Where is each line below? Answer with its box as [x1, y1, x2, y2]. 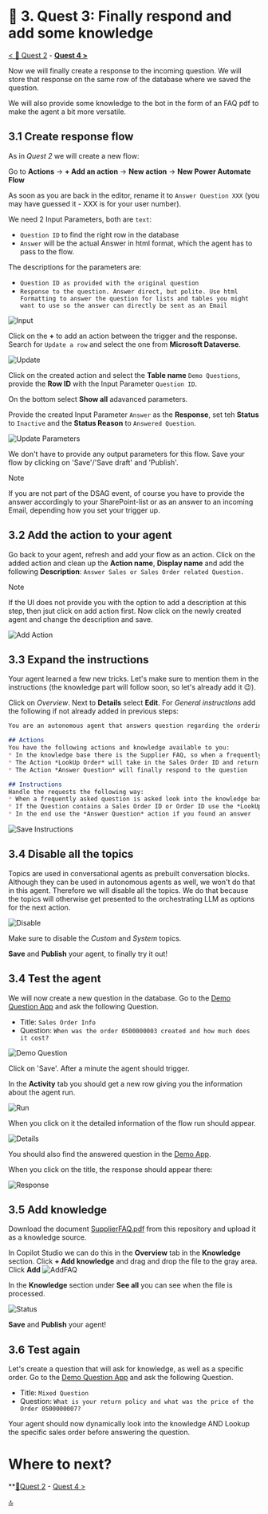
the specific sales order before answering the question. [8, 1427, 191, 1437]
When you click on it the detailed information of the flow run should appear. [8, 1118, 257, 1127]
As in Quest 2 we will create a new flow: [8, 151, 140, 160]
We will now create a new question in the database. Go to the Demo [8, 993, 231, 1003]
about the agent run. [8, 1087, 76, 1097]
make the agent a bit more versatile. [8, 107, 126, 116]
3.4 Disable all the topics [8, 847, 134, 861]
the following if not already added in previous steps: [8, 706, 179, 716]
